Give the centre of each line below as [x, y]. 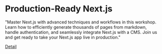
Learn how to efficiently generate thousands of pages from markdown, [76, 27]
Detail [11, 46]
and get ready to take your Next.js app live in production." [63, 37]
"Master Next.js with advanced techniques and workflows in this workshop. [81, 22]
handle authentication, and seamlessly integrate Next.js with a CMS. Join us [81, 32]
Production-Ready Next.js [59, 9]
